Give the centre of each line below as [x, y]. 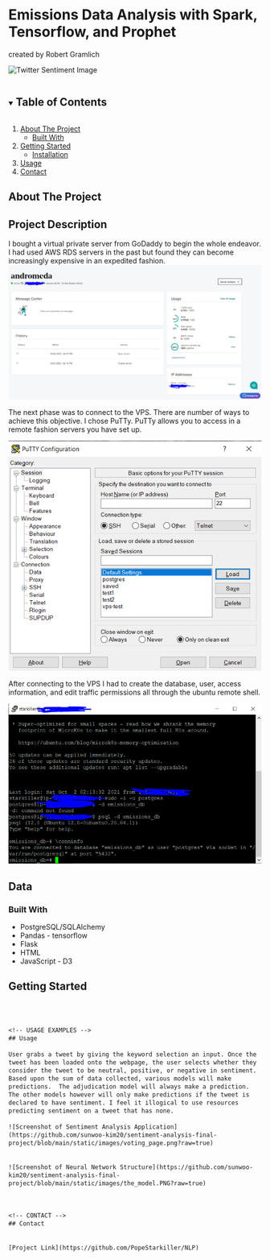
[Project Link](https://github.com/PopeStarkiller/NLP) [104, 1248]
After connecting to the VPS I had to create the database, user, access [125, 684]
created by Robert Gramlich [54, 54]
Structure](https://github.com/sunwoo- [186, 1167]
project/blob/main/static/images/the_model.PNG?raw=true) [107, 1183]
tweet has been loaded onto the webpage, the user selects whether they [133, 1062]
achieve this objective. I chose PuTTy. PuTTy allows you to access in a [125, 421]
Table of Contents [61, 102]
